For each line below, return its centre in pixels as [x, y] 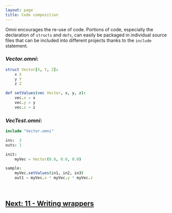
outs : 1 [14, 145]
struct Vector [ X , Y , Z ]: [32, 70]
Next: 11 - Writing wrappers [50, 204]
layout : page [19, 10]
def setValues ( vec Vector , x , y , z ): [46, 93]
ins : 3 [14, 140]
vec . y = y [25, 103]
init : [11, 154]
